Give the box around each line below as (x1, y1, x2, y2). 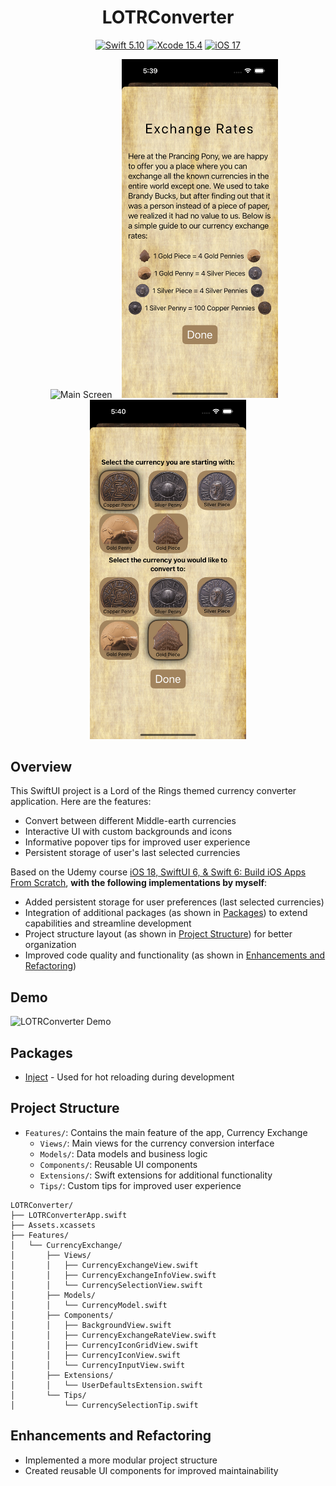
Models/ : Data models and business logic (39, 1147, 208, 1160)
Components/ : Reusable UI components (39, 1158, 198, 1170)
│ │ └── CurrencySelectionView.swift (10, 1280, 203, 1290)
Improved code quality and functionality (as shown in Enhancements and (24, 949, 326, 961)
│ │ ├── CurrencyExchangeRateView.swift (10, 1330, 217, 1340)
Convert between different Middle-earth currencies (24, 815, 237, 827)
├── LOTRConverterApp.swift (10, 1210, 128, 1220)
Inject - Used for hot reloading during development (24, 1071, 235, 1083)
